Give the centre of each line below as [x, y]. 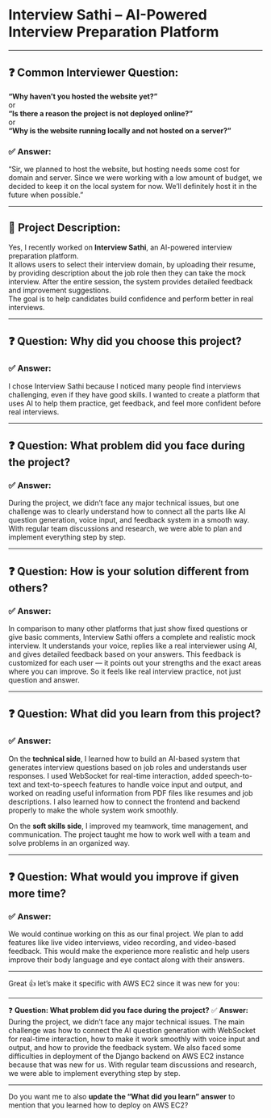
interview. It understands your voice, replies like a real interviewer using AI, [133, 645]
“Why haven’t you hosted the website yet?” [83, 96]
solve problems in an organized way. [69, 843]
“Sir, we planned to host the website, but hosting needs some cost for [124, 169]
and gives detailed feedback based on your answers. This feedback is [125, 654]
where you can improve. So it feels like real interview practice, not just [125, 671]
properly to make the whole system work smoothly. [94, 810]
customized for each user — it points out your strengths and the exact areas [135, 662]
